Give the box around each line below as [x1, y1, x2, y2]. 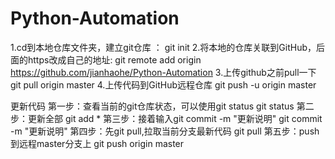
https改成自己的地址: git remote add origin [27, 53, 202, 66]
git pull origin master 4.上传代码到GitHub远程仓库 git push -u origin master [10, 78, 317, 91]
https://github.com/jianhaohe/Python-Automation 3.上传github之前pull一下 [10, 66, 317, 78]
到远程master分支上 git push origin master [10, 137, 185, 149]
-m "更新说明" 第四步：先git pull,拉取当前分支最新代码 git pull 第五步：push [10, 125, 320, 137]
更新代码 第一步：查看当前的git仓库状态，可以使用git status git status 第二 [10, 100, 315, 112]
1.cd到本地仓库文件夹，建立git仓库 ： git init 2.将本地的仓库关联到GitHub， [10, 41, 317, 53]
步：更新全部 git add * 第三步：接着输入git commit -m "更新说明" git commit [10, 112, 323, 124]
